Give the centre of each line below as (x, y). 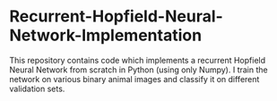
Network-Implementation (106, 35)
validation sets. (37, 88)
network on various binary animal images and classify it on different (134, 79)
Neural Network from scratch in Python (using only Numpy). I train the (138, 70)
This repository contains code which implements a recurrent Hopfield (138, 60)
